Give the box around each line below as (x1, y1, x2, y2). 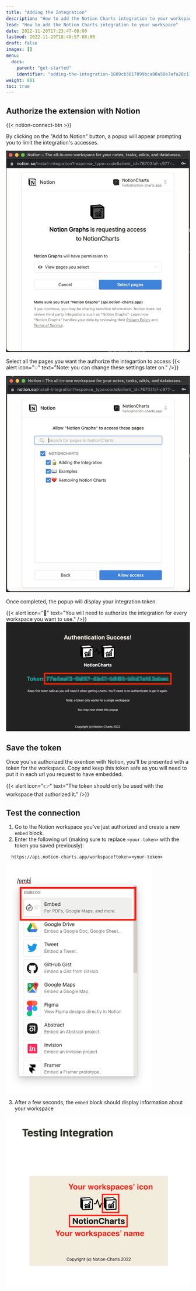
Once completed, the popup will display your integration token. (6, 598, 157, 605)
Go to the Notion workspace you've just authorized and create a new (14, 823, 180, 830)
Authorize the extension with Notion (6, 106, 141, 116)
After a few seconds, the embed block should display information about (14, 1099, 183, 1106)
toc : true (6, 84, 30, 90)
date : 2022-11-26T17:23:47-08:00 (6, 28, 87, 34)
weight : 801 (6, 77, 35, 83)
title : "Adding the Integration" (6, 9, 87, 15)
